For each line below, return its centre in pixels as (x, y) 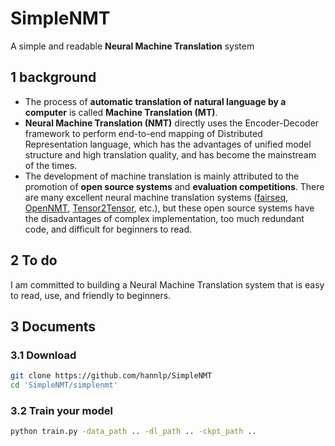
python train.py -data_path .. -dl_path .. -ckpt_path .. (133, 432)
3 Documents (53, 326)
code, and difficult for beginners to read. (108, 229)
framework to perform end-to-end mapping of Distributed (143, 133)
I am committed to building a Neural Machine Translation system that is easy (167, 284)
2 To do (34, 260)
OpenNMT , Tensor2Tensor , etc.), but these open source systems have (169, 208)
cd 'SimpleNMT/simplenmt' (64, 385)
